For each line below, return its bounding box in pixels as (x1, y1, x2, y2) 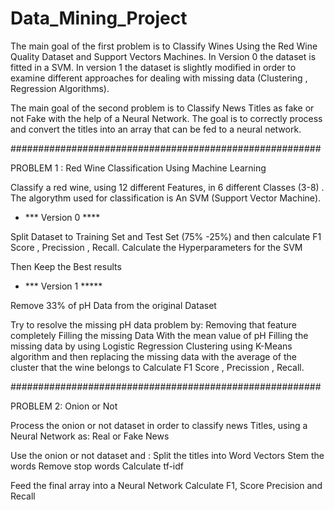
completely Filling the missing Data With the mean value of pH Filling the (10, 329, 309, 341)
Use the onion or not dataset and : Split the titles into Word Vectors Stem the (10, 449, 325, 461)
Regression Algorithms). (10, 82, 110, 94)
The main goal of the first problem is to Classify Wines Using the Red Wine (10, 40, 318, 52)
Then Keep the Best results (10, 260, 122, 272)
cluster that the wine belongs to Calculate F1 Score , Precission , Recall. (10, 361, 305, 373)
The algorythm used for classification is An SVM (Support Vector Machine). (10, 192, 322, 204)
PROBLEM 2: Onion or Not (10, 400, 118, 412)
